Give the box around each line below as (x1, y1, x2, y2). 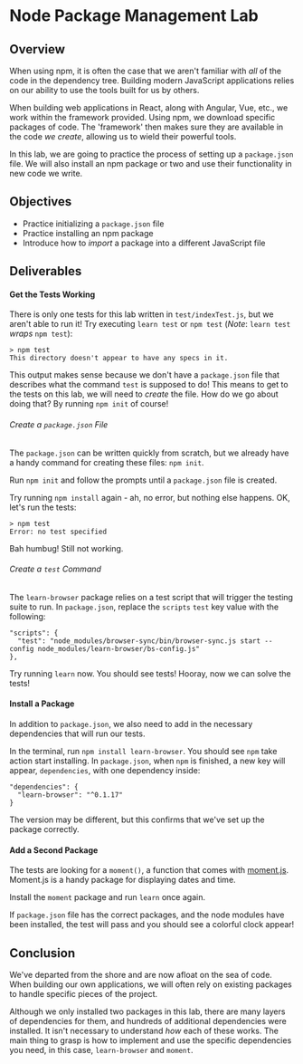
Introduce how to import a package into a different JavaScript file (22, 237, 266, 248)
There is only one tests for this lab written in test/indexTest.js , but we (9, 309, 274, 320)
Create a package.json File (9, 419, 109, 430)
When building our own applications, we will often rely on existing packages (9, 979, 292, 990)
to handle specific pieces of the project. (9, 989, 158, 1000)
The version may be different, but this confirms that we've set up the (9, 814, 265, 825)
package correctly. (9, 824, 80, 835)
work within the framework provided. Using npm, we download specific (9, 112, 276, 122)
